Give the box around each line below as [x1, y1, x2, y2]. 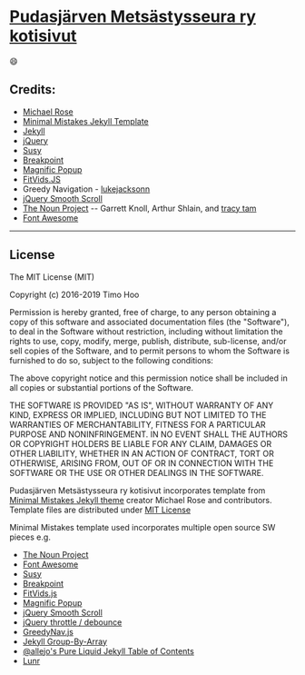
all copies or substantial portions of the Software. [9, 382, 193, 392]
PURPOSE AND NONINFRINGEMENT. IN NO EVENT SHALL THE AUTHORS [9, 429, 289, 440]
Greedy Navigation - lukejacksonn [22, 184, 151, 194]
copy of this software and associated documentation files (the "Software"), [9, 316, 290, 327]
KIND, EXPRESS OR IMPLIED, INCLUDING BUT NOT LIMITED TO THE [9, 409, 267, 420]
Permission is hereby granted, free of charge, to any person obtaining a [9, 306, 277, 317]
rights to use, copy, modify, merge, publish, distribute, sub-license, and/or [9, 335, 287, 346]
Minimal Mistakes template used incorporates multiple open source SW [9, 521, 276, 532]
